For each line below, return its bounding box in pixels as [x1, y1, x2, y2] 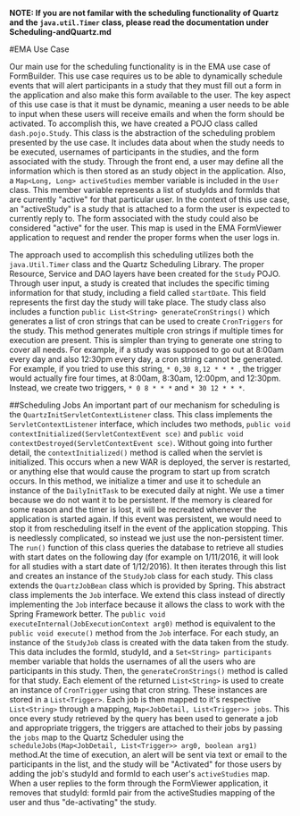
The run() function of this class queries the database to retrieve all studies [9, 543, 284, 552]
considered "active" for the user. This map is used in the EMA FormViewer [9, 223, 282, 233]
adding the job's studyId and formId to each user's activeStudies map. [9, 769, 271, 778]
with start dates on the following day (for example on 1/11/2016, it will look [9, 551, 279, 562]
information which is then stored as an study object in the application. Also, [9, 165, 287, 176]
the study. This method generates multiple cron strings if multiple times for [9, 325, 284, 336]
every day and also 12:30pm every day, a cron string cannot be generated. [9, 354, 284, 365]
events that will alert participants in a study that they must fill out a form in [9, 80, 282, 90]
